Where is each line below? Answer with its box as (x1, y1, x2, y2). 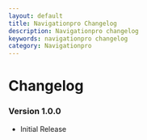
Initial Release (19, 124, 67, 134)
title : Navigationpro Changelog (8, 19, 117, 28)
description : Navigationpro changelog (8, 27, 139, 35)
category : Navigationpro (8, 42, 92, 50)
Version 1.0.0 (8, 106, 61, 117)
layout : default (8, 11, 63, 20)
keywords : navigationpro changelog (8, 34, 128, 43)
